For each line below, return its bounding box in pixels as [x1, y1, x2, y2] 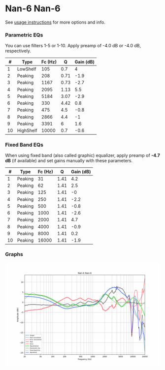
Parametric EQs [5, 31, 43, 38]
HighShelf [17, 127, 37, 133]
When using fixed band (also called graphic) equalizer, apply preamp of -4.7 [5, 153, 160, 158]
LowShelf [17, 66, 36, 72]
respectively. [5, 48, 31, 54]
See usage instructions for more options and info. [5, 19, 106, 25]
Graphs [5, 251, 23, 258]
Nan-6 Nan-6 [5, 3, 61, 14]
